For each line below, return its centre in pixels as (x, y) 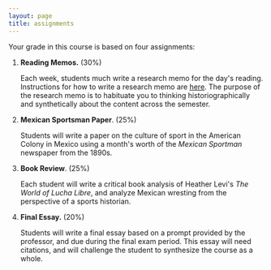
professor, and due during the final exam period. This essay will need (135, 241)
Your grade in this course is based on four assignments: (102, 46)
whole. (31, 258)
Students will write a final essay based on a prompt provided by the (133, 233)
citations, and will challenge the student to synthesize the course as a (136, 250)
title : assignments (41, 24)
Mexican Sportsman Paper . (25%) (78, 119)
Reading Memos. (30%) (61, 62)
